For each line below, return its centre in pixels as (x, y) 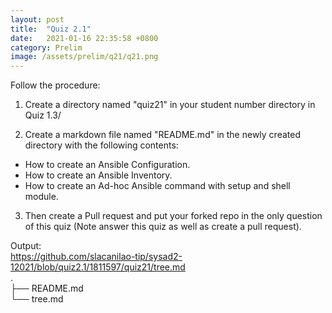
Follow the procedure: (55, 85)
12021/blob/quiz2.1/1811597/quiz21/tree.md (98, 267)
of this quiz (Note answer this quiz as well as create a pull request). (163, 227)
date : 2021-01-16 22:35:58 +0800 (84, 38)
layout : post (37, 19)
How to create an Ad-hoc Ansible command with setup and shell (157, 186)
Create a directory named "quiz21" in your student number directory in (170, 105)
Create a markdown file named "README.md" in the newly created (162, 135)
